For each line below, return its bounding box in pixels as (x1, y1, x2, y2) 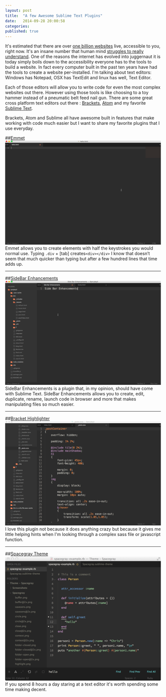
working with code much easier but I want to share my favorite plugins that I (5, 120, 160, 126)
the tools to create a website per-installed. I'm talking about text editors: (5, 69, 152, 75)
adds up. (5, 261, 23, 267)
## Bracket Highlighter (5, 416, 50, 422)
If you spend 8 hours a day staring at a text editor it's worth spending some (5, 681, 159, 687)
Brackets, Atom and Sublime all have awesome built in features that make (5, 115, 155, 121)
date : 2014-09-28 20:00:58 (5, 18, 65, 23)
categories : (5, 24, 30, 29)
